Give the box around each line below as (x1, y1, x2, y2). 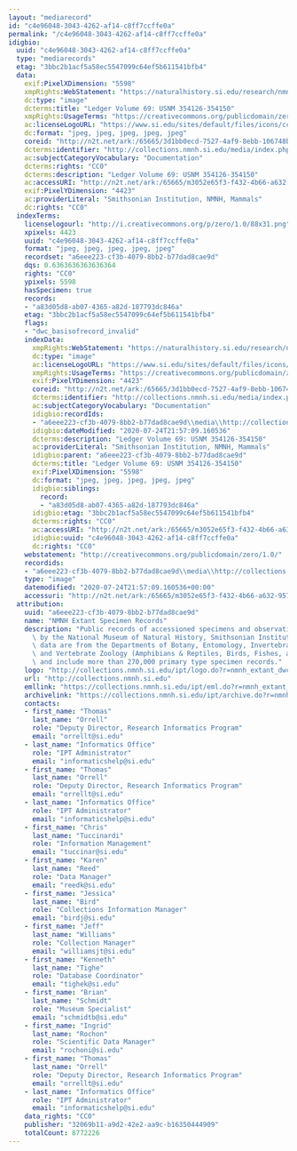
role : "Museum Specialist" (31, 1004, 132, 1013)
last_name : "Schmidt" (31, 996, 113, 1005)
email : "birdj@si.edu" (31, 914, 116, 923)
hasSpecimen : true (24, 285, 92, 294)
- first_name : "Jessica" (24, 889, 116, 898)
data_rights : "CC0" (24, 1112, 97, 1121)
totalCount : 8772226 (24, 1129, 100, 1138)
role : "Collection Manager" (31, 939, 137, 947)
